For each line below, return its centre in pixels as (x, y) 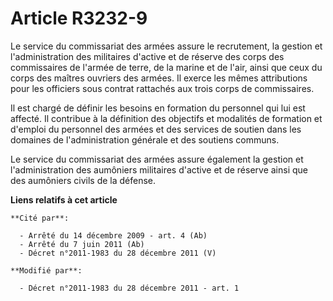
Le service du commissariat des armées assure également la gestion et (157, 159)
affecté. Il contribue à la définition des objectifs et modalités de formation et (166, 118)
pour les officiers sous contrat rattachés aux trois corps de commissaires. (162, 88)
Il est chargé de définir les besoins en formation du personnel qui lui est (158, 108)
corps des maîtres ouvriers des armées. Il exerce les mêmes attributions (159, 78)
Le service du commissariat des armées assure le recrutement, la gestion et (166, 46)
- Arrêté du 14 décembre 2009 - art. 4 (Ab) (113, 235)
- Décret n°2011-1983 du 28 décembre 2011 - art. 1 (129, 288)
